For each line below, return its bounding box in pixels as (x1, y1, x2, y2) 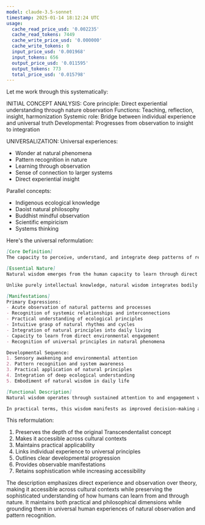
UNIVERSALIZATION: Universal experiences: (6, 138, 118, 145)
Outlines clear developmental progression (15, 454, 121, 462)
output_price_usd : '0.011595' (12, 60, 88, 66)
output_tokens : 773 (12, 65, 62, 72)
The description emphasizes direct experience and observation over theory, (6, 479, 197, 487)
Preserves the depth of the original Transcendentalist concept (15, 429, 171, 436)
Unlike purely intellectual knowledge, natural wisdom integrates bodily (6, 282, 198, 288)
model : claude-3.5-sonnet (6, 9, 72, 15)
